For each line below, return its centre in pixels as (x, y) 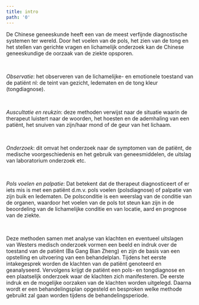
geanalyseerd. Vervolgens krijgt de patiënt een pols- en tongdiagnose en (96, 270)
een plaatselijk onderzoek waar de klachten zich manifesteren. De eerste (95, 276)
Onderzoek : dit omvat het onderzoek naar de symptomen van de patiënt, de (99, 148)
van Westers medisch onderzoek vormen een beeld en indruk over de (91, 244)
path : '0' (18, 17)
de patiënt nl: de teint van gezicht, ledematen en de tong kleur (82, 83)
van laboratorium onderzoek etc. (46, 160)
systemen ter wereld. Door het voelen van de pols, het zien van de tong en (97, 41)
